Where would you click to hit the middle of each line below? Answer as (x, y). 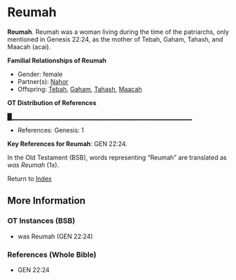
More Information (46, 201)
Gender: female (40, 74)
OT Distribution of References (52, 102)
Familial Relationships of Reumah (57, 60)
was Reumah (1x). (33, 165)
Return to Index (30, 178)
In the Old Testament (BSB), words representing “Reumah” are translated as (117, 157)
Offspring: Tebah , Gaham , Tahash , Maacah (80, 89)
